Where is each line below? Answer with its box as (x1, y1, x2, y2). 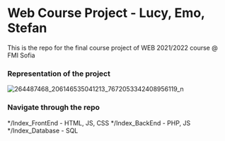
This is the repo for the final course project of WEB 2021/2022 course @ (7, 43, 218, 52)
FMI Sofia (7, 51, 35, 60)
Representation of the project (7, 69, 111, 79)
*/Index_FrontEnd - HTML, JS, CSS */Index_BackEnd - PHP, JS (7, 118, 191, 127)
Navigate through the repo (7, 103, 100, 113)
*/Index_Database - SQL (7, 126, 79, 135)
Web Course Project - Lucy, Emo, (7, 5, 205, 21)
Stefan (7, 20, 47, 36)
